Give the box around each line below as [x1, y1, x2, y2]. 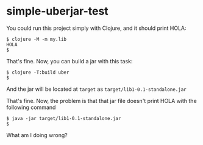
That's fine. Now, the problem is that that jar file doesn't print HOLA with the [6, 97, 197, 104]
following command [6, 104, 56, 111]
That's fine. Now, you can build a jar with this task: [6, 57, 133, 65]
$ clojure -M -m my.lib [6, 36, 67, 42]
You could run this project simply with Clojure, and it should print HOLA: [6, 24, 187, 32]
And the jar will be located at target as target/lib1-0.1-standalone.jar [6, 85, 187, 93]
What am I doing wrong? [6, 131, 68, 138]
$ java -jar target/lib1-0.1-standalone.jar [6, 115, 121, 121]
